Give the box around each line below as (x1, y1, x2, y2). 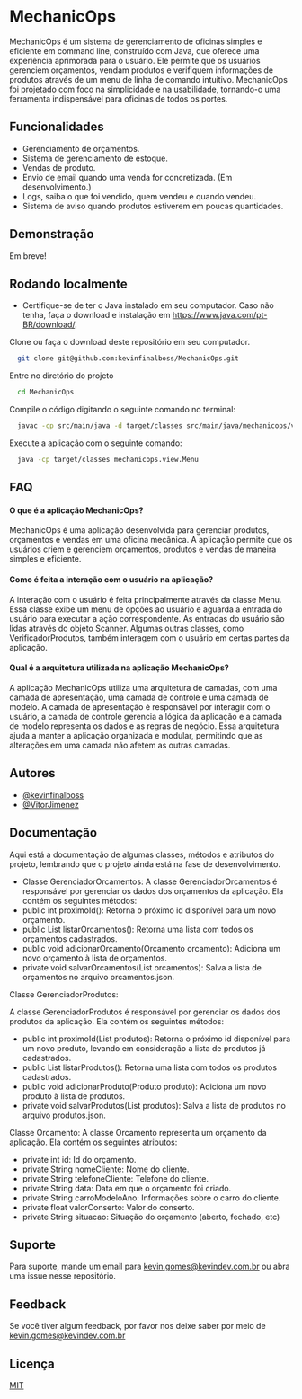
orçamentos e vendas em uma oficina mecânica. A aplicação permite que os (9, 535, 293, 545)
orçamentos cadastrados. (22, 933, 119, 944)
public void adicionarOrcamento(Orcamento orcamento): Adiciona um (22, 943, 281, 953)
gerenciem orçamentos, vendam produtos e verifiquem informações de (9, 65, 274, 75)
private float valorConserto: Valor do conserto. (22, 1201, 195, 1212)
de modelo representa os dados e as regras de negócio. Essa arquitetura (9, 721, 280, 731)
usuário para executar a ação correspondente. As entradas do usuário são (9, 613, 285, 624)
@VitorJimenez (22, 799, 79, 810)
